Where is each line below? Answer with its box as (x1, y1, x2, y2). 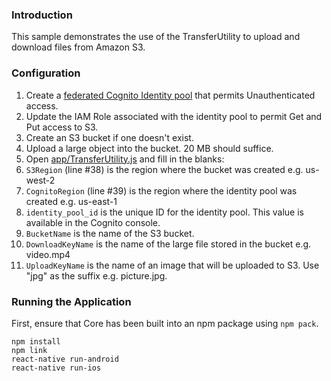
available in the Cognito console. (25, 216, 161, 228)
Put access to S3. (25, 121, 99, 133)
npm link (11, 345, 48, 355)
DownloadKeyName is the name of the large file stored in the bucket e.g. (25, 238, 312, 250)
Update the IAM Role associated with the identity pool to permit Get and (25, 110, 323, 122)
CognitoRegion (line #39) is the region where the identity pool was (25, 184, 298, 197)
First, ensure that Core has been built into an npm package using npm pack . (11, 317, 319, 329)
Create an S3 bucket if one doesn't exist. (25, 131, 194, 143)
